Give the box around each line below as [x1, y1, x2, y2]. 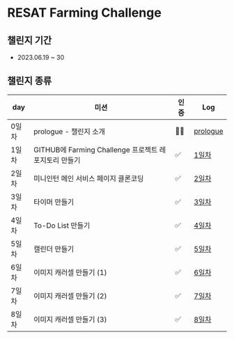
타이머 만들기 [33, 197, 75, 207]
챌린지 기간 [7, 34, 52, 46]
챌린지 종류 [7, 75, 52, 87]
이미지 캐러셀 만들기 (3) [33, 315, 107, 324]
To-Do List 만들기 [33, 221, 91, 230]
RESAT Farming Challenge [7, 5, 162, 21]
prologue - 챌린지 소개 [33, 127, 106, 136]
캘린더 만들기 [33, 244, 75, 253]
